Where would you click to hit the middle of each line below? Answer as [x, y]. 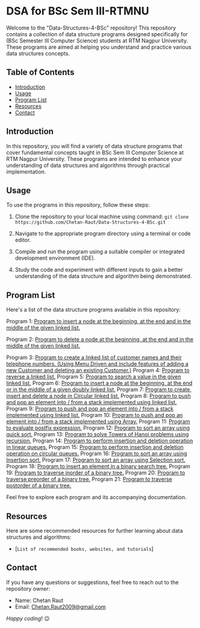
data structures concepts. [38, 53]
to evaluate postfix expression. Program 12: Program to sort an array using [98, 428]
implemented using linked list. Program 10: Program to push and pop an [95, 415]
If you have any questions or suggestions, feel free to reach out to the [92, 582]
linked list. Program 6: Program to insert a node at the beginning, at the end [99, 383]
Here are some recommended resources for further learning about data [95, 531]
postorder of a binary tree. [39, 486]
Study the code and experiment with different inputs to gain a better [99, 270]
